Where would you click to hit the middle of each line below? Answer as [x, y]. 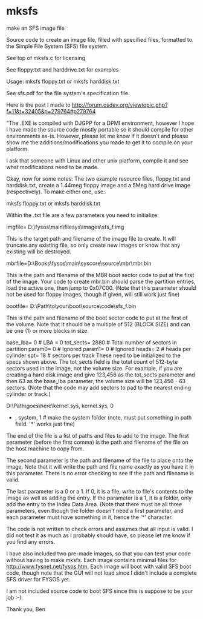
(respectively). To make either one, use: [56, 192]
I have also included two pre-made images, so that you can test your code [99, 554]
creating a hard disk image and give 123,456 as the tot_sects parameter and [101, 375]
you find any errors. [31, 541]
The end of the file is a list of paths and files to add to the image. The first [98, 435]
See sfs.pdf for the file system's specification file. [68, 93]
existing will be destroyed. [39, 251]
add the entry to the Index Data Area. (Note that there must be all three [94, 504]
